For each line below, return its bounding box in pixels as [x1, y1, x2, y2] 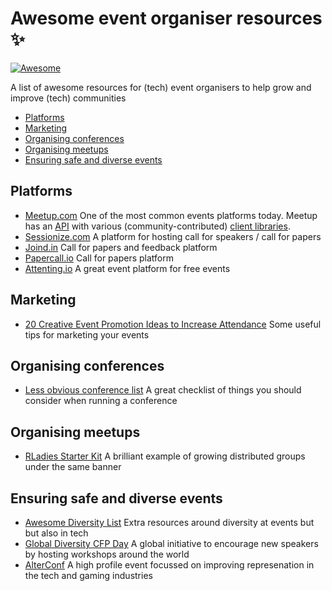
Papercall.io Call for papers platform [24, 252, 174, 264]
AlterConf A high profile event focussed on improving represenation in [24, 559, 315, 571]
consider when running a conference [24, 395, 178, 407]
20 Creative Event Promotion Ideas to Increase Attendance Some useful [24, 318, 322, 330]
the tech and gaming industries [24, 570, 153, 581]
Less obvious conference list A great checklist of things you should [24, 384, 302, 396]
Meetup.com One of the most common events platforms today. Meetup [24, 209, 318, 221]
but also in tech [24, 527, 89, 539]
